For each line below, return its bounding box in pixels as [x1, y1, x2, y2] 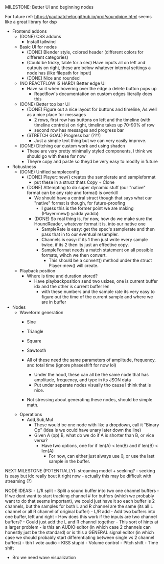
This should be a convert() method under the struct [48, 257, 152, 263]
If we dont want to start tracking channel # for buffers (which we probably [5, 493, 154, 499]
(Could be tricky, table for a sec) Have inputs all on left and [26, 60, 146, 65]
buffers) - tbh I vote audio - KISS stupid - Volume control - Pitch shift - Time [5, 540, 158, 545]
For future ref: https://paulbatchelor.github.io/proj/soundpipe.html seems [5, 14, 152, 19]
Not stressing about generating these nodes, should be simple [26, 397, 153, 402]
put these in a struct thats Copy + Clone [34, 179, 115, 185]
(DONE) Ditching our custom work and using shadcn [19, 143, 126, 148]
